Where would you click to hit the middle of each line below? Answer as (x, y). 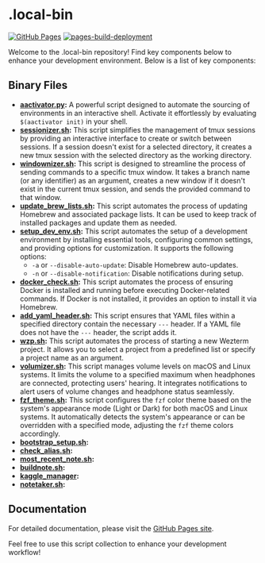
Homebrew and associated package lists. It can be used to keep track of (138, 214)
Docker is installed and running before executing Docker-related (125, 290)
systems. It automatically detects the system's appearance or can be (132, 416)
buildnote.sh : (42, 467)
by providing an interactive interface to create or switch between (125, 138)
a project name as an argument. (72, 357)
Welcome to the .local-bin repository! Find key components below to (120, 52)
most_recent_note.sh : (57, 459)
